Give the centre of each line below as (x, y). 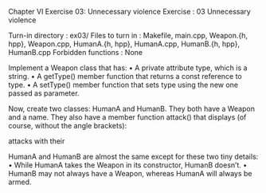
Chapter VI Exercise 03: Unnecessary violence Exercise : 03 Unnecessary (129, 12)
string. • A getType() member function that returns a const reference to (125, 76)
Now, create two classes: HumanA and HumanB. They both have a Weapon (131, 108)
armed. (20, 182)
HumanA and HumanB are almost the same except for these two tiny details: (133, 156)
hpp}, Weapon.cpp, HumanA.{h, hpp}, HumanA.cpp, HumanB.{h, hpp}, (124, 44)
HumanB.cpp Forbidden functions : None (76, 52)
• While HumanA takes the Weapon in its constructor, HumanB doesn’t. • (128, 165)
